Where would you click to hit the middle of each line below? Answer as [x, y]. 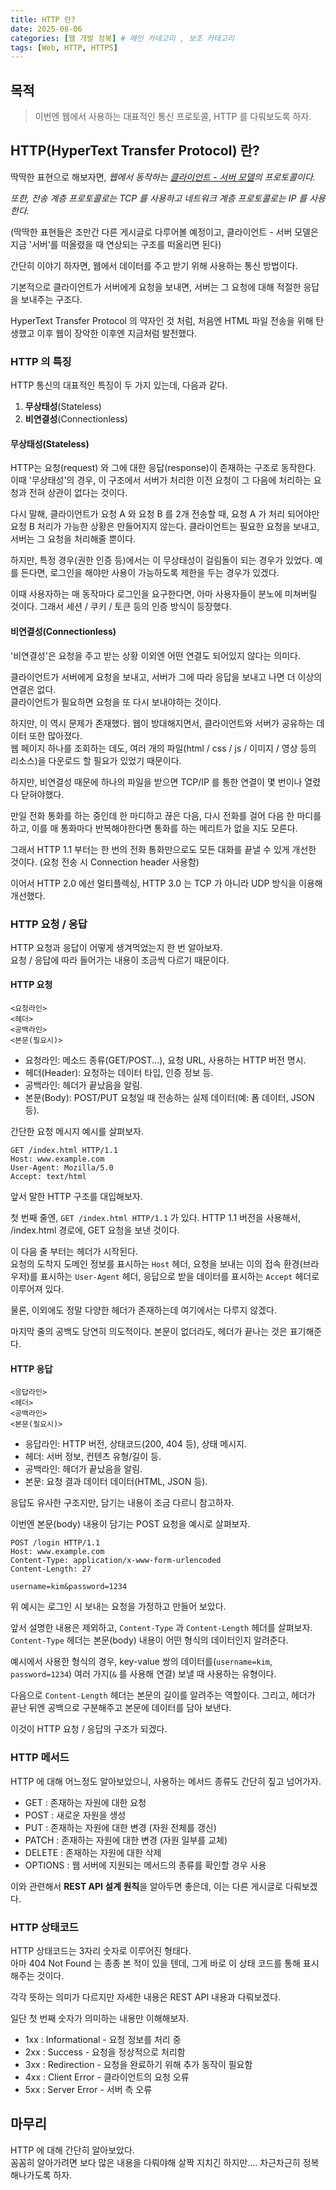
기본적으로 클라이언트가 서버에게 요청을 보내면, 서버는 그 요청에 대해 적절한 [156, 287]
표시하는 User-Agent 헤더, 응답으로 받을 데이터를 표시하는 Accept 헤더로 [179, 1277]
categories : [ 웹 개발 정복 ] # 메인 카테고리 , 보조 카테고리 [122, 38]
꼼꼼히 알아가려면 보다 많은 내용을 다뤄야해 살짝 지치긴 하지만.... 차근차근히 [155, 2162]
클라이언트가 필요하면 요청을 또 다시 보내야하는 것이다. [116, 702]
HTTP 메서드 [40, 1758]
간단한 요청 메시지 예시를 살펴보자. [77, 1132]
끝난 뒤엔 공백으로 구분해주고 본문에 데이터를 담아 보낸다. [121, 1708]
